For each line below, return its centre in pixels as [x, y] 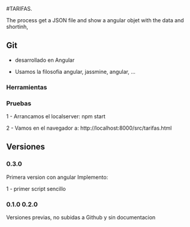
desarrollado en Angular [45, 60]
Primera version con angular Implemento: [57, 177]
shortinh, [17, 27]
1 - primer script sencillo [36, 189]
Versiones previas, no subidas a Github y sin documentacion [81, 217]
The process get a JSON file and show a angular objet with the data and [95, 20]
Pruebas [19, 103]
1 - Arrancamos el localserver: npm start [56, 117]
